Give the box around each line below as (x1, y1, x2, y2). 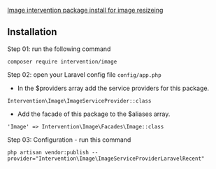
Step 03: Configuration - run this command (7, 135, 131, 144)
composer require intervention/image (7, 58, 117, 65)
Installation (7, 26, 57, 38)
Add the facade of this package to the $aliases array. (17, 110, 171, 118)
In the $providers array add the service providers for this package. (17, 84, 210, 92)
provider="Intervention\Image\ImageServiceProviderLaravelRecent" (7, 155, 205, 162)
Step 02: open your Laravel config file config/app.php (7, 70, 162, 79)
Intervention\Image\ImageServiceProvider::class (7, 97, 152, 104)
